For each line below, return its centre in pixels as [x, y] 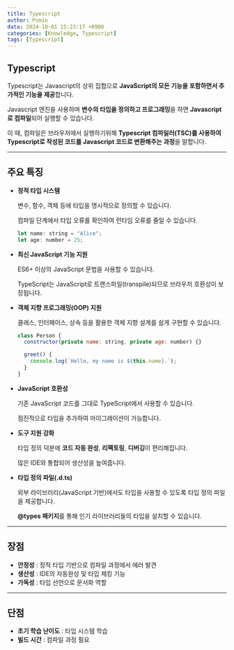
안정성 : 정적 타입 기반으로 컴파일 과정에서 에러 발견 [87, 565]
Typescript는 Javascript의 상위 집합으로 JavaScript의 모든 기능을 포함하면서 [112, 85]
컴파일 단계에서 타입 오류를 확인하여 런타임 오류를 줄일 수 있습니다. [107, 220]
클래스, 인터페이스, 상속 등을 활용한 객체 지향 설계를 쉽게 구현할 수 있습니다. [119, 322]
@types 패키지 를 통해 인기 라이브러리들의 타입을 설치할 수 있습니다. [109, 516]
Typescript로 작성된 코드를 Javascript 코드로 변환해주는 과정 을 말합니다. [107, 141]
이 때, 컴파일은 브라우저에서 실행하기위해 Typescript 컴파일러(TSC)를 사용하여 [114, 133]
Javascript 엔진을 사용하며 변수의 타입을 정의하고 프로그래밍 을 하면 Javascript [115, 109]
